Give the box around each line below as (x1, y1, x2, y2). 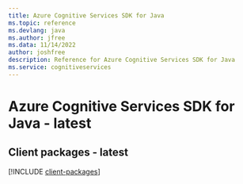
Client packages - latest (8, 146, 129, 159)
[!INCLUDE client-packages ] (8, 167, 101, 176)
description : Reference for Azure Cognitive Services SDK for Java (8, 56, 236, 64)
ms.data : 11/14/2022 (8, 41, 77, 49)
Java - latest (8, 114, 92, 132)
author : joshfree (8, 48, 66, 56)
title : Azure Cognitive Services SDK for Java (8, 11, 165, 20)
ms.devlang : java (8, 26, 66, 34)
